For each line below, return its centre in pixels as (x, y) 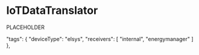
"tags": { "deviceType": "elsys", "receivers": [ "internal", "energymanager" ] (100, 39)
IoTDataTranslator (52, 11)
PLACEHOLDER (26, 27)
